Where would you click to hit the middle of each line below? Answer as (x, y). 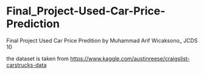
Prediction (33, 24)
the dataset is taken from (37, 58)
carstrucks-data (26, 65)
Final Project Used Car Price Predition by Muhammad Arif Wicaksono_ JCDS (102, 40)
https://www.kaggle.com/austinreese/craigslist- (130, 58)
